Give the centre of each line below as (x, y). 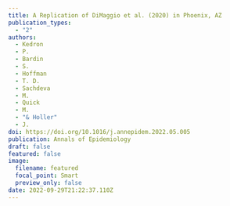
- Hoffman (31, 74)
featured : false (34, 154)
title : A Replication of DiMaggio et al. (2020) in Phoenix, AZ (115, 15)
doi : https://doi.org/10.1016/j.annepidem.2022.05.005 (99, 132)
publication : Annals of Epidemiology (70, 139)
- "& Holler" (36, 117)
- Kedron (29, 45)
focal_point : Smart (47, 176)
